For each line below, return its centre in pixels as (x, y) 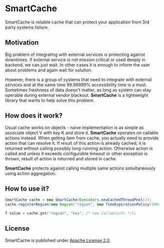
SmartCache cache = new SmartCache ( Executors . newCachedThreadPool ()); (78, 200)
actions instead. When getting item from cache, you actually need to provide (82, 138)
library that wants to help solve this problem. (50, 100)
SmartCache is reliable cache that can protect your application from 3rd (77, 22)
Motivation (22, 43)
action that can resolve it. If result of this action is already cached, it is (75, 143)
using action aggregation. (31, 173)
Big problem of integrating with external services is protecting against (75, 54)
